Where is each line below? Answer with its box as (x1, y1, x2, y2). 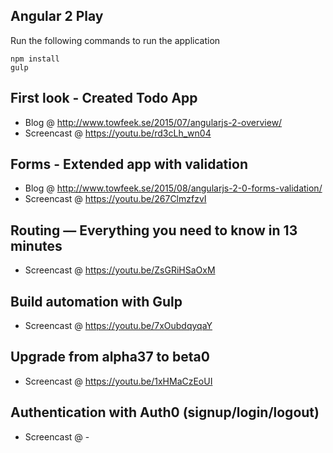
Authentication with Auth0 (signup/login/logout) (10, 404, 320, 421)
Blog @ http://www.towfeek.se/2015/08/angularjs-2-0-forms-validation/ (24, 182, 323, 194)
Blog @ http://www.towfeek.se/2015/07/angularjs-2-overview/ (24, 116, 283, 128)
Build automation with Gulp (10, 293, 183, 310)
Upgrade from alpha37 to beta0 (10, 349, 210, 366)
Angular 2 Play (10, 8, 104, 25)
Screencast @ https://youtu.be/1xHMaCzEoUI (24, 375, 213, 387)
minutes (10, 237, 63, 254)
